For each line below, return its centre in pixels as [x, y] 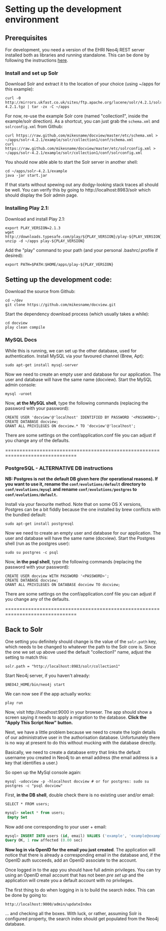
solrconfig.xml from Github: [34, 127]
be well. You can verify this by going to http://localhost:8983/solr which [78, 190]
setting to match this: [27, 657]
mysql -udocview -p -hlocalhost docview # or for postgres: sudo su [77, 781]
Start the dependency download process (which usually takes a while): [77, 314]
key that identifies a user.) [31, 763]
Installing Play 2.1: [27, 208]
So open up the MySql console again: [43, 772]
